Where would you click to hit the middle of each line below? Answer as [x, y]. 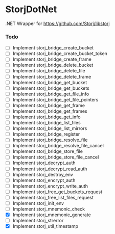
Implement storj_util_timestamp [45, 226]
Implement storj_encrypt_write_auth [50, 186]
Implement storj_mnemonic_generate [52, 215]
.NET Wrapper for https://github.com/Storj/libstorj [57, 23]
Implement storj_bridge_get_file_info [51, 94]
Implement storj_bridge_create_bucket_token [60, 54]
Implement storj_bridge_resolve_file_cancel [58, 146]
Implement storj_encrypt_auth [44, 180]
